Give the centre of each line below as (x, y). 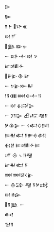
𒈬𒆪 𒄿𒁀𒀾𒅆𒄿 (22, 145)
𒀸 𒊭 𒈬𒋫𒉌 (20, 106)
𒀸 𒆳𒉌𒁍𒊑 (19, 86)
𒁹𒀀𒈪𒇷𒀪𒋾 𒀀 (23, 96)
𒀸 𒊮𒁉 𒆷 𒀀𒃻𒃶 (27, 185)
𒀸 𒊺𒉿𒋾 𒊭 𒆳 (21, 56)
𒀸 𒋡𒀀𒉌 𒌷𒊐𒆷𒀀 (26, 116)
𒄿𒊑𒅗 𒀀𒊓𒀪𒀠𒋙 (26, 135)
